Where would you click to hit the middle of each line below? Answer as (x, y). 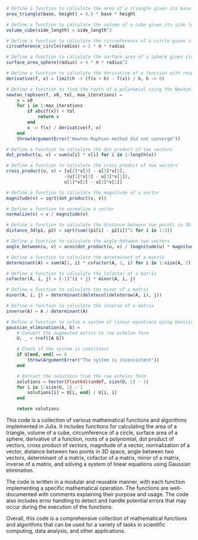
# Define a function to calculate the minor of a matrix (77, 289)
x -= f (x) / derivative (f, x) (64, 128)
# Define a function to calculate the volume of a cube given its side (96, 25)
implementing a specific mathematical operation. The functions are (88, 488)
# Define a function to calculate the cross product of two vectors (92, 165)
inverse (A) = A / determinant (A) (47, 311)
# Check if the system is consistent (63, 349)
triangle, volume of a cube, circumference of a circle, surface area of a (92, 432)
